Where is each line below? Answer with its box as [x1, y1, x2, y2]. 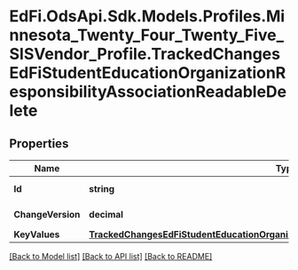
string [88, 183, 115, 195]
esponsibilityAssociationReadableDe [9, 82, 286, 102]
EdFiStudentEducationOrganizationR [9, 63, 286, 83]
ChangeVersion [13, 209, 81, 220]
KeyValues [13, 228, 60, 241]
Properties [9, 136, 69, 151]
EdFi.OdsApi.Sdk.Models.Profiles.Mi [9, 6, 286, 27]
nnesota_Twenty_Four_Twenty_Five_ [9, 25, 284, 45]
